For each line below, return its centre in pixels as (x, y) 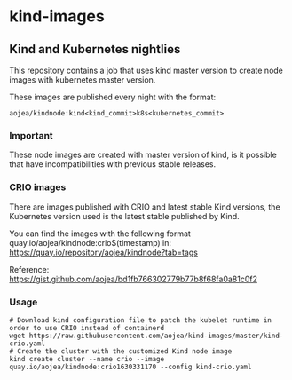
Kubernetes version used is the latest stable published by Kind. (124, 216)
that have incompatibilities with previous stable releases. (113, 164)
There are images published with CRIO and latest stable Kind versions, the (145, 207)
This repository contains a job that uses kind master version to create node (146, 70)
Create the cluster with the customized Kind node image (125, 351)
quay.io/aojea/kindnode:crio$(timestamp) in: (90, 242)
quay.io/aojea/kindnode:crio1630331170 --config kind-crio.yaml (130, 367)
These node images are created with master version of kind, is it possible (143, 155)
